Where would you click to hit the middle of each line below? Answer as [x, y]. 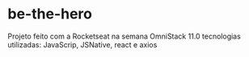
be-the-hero [50, 14]
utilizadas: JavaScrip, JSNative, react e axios [82, 44]
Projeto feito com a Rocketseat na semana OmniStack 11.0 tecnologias [124, 36]
